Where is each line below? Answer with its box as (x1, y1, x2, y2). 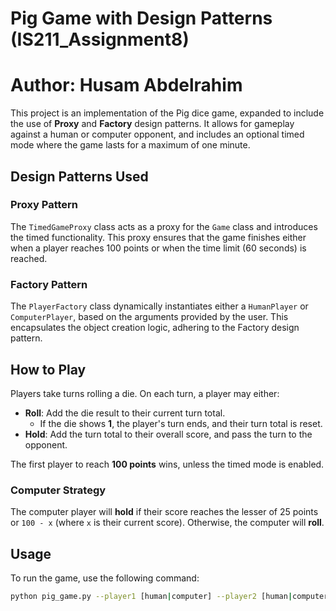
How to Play (10, 361, 87, 378)
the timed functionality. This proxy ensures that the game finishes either (10, 231, 307, 243)
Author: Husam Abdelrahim (10, 74, 243, 97)
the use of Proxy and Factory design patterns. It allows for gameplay (10, 118, 295, 130)
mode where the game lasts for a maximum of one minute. (10, 139, 251, 151)
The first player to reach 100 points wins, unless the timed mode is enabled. (10, 458, 325, 470)
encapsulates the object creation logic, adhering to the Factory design (10, 322, 300, 334)
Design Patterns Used (10, 168, 149, 185)
